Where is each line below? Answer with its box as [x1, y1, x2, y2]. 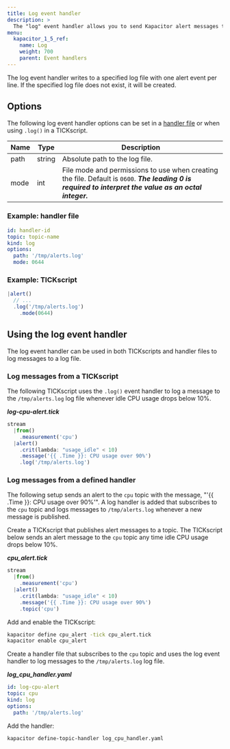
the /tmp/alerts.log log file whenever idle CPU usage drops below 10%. [7, 394, 212, 403]
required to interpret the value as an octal [62, 182, 202, 192]
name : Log [19, 42, 48, 49]
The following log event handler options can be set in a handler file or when [7, 119, 220, 127]
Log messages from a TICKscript [7, 371, 118, 381]
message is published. [7, 512, 71, 521]
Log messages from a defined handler [7, 475, 136, 485]
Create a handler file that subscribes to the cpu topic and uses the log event [7, 650, 220, 658]
